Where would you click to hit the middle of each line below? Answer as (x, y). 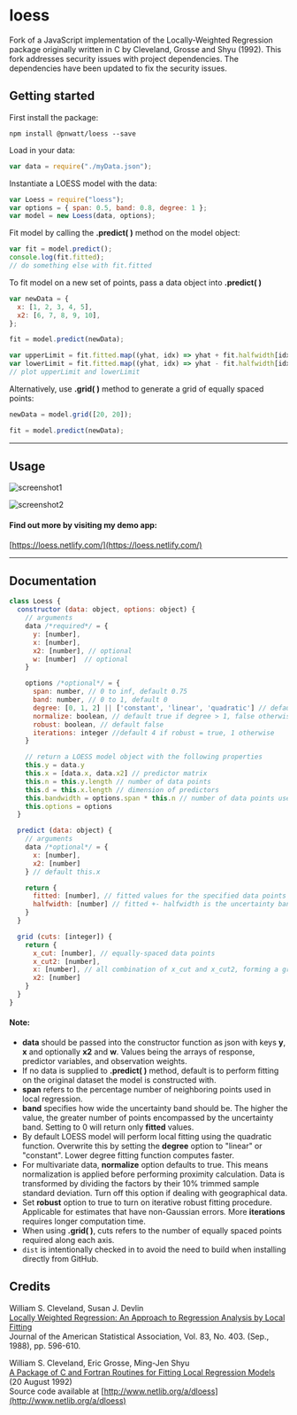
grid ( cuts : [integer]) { (65, 937)
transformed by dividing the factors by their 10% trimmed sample (141, 1184)
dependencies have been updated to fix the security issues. (118, 68)
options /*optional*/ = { (73, 683)
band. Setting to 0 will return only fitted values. (108, 1127)
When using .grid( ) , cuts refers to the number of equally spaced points (152, 1231)
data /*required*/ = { (67, 626)
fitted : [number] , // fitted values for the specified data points (160, 896)
